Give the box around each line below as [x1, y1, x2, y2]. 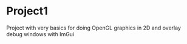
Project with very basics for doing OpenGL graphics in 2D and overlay [6, 24, 181, 31]
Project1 [6, 4, 49, 18]
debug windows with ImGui [6, 30, 75, 37]
